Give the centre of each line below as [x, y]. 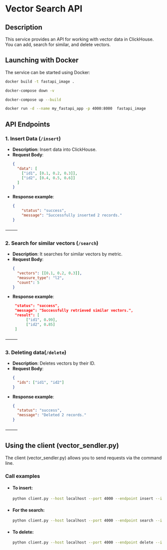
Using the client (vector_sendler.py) [62, 446]
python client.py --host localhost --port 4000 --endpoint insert [83, 499]
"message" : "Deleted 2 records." [52, 415]
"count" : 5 [28, 283]
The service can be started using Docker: [48, 72]
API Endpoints [28, 124]
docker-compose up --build [33, 100]
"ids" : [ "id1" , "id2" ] [41, 382]
